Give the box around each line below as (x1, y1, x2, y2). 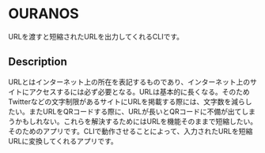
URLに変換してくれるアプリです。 (8, 136, 119, 146)
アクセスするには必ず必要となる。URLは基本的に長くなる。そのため (28, 87, 251, 96)
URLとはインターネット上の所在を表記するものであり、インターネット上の (8, 76, 251, 87)
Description (8, 55, 67, 69)
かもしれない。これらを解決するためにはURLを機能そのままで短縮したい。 (14, 116, 258, 126)
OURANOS (8, 5, 79, 23)
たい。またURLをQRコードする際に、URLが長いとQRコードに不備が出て (8, 106, 242, 116)
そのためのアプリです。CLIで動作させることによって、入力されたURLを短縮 (8, 126, 253, 136)
